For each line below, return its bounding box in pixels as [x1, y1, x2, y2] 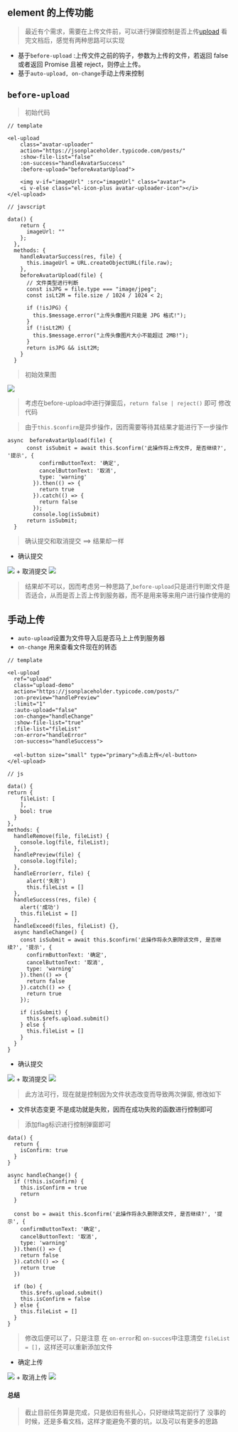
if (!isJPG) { [26, 304, 69, 311]
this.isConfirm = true [20, 1184, 87, 1191]
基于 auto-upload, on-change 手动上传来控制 [17, 68, 144, 77]
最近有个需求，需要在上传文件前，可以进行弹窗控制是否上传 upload [24, 27, 220, 36]
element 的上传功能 [7, 6, 94, 19]
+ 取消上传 [16, 1373, 48, 1381]
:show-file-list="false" [20, 153, 94, 160]
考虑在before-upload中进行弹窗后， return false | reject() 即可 [24, 398, 217, 407]
